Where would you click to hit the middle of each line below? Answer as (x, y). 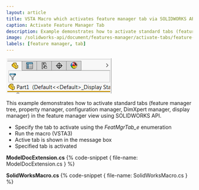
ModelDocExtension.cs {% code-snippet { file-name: (72, 158)
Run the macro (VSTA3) (44, 133)
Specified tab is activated (46, 146)
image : (14, 38)
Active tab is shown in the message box (63, 140)
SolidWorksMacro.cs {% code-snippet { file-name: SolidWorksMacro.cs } (97, 175)
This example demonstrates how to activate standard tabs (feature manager (99, 103)
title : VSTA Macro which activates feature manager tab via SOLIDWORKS (96, 19)
